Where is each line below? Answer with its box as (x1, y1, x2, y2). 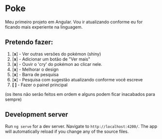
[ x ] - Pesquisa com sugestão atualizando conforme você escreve (12, 77, 143, 82)
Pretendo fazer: (5, 38, 53, 46)
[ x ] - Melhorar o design (12, 66, 59, 72)
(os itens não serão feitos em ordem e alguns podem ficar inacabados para (5, 91, 155, 97)
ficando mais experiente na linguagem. (5, 24, 83, 30)
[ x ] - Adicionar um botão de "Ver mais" (12, 56, 91, 62)
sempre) (5, 96, 22, 102)
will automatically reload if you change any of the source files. (5, 128, 129, 134)
